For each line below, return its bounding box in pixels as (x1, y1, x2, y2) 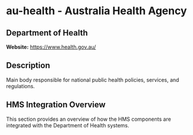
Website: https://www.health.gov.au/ (6, 43, 96, 50)
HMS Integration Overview (6, 99, 106, 110)
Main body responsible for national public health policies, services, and (6, 76, 179, 83)
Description (6, 60, 50, 70)
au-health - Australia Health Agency (6, 4, 187, 18)
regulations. (6, 82, 35, 89)
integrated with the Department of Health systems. (6, 121, 130, 128)
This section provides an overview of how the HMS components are (6, 115, 171, 123)
